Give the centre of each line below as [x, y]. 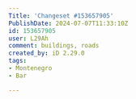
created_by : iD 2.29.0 [47, 53]
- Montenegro [30, 68]
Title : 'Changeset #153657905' [61, 16]
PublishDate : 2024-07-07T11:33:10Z [68, 23]
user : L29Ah [28, 38]
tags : [17, 61]
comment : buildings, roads [54, 46]
